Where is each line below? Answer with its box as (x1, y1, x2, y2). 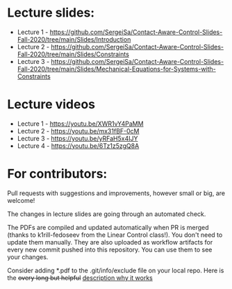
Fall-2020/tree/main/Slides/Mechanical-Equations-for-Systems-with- (17, 65, 217, 73)
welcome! (7, 196, 35, 204)
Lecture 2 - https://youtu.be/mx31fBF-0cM (17, 126, 140, 135)
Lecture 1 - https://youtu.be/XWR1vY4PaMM (17, 119, 144, 128)
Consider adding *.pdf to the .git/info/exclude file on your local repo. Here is (7, 266, 224, 274)
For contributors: (7, 166, 108, 182)
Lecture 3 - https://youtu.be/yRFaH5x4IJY (17, 134, 138, 142)
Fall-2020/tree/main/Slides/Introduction (17, 35, 131, 43)
